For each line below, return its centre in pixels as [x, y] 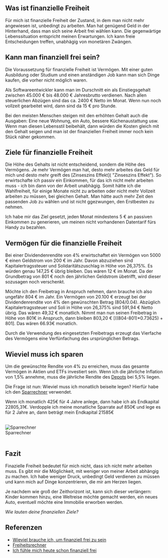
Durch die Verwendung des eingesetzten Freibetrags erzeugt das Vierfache [83, 333]
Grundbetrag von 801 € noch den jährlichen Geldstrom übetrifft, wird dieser [83, 276]
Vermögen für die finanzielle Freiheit [63, 243]
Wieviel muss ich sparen [44, 354]
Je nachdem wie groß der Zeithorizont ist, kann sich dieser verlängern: [78, 491]
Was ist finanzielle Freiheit [47, 8]
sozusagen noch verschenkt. [35, 282]
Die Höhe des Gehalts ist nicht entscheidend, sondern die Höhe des [75, 164]
